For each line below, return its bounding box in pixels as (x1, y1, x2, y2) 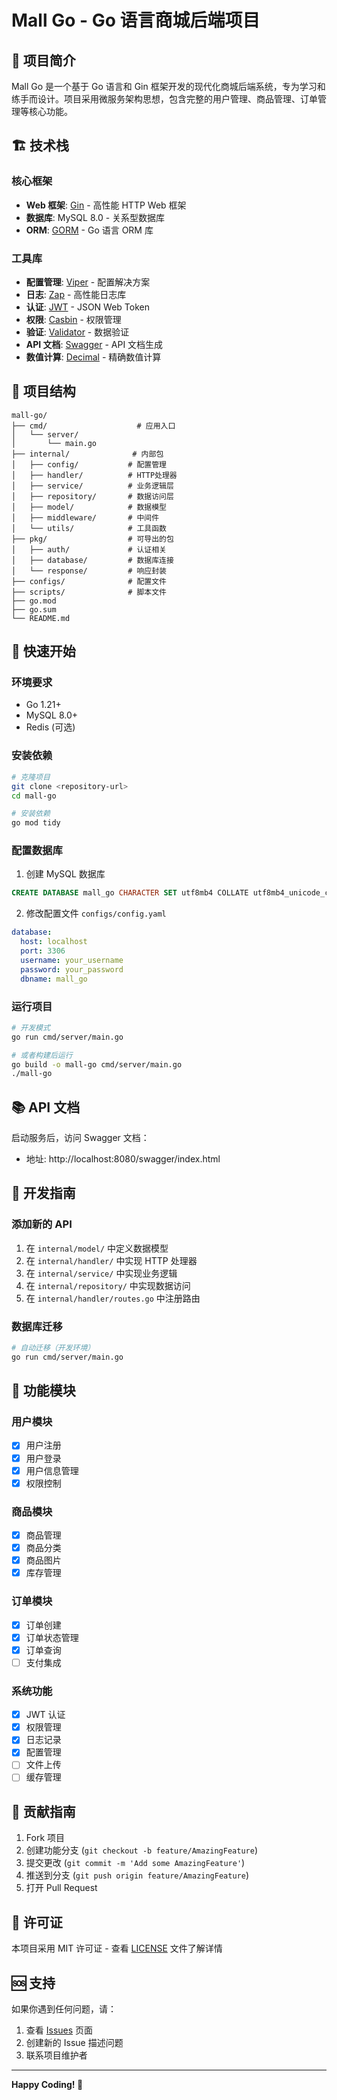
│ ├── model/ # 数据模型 (11, 502, 168, 512)
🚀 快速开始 (11, 643, 76, 660)
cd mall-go (11, 791, 57, 801)
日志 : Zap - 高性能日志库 (25, 288, 127, 300)
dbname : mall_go (20, 974, 88, 984)
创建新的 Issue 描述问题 (25, 2036, 124, 2048)
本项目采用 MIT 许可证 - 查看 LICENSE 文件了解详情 (11, 1942, 223, 1955)
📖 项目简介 (11, 52, 76, 69)
